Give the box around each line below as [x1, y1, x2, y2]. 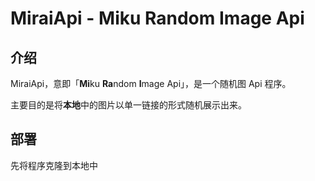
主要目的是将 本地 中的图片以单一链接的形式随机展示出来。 [10, 99, 247, 111]
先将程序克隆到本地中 [10, 159, 98, 171]
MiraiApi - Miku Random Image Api [10, 7, 305, 30]
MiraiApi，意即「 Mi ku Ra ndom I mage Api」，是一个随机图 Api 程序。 [10, 78, 292, 89]
